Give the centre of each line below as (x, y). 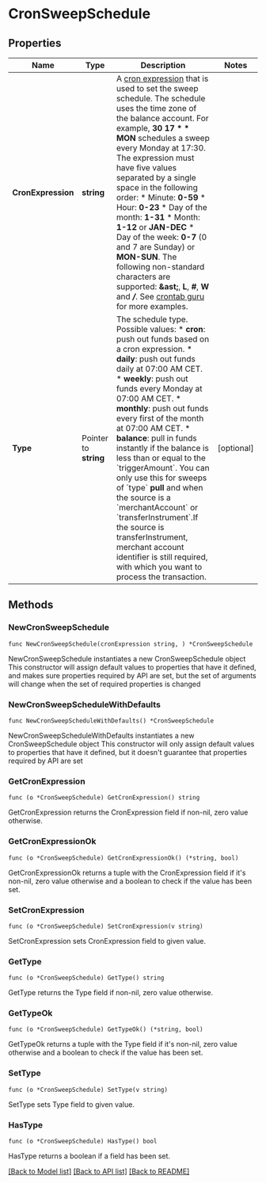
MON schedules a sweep (163, 138)
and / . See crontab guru (160, 296)
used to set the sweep (157, 88)
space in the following (157, 187)
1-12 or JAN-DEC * (155, 227)
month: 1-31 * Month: (158, 217)
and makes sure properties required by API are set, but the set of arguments (132, 675)
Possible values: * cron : (161, 329)
